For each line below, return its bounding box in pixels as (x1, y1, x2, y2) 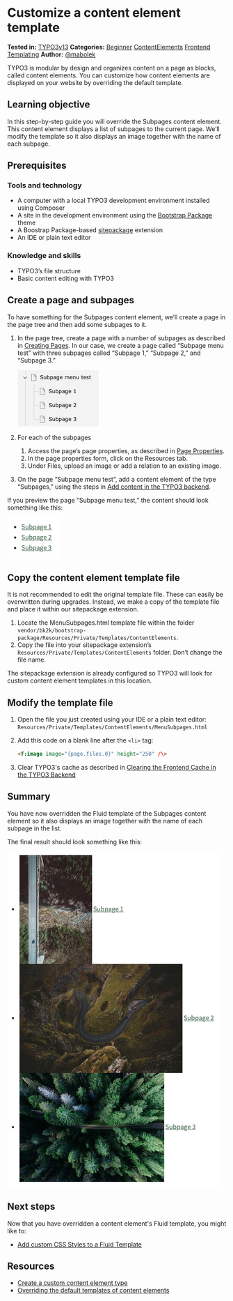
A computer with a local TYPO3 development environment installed (17, 197, 210, 205)
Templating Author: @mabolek (7, 50, 96, 59)
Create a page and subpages (7, 294, 134, 306)
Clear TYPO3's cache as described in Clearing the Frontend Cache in (17, 763, 217, 772)
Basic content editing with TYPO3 (17, 274, 115, 282)
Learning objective (7, 99, 90, 111)
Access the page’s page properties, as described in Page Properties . (27, 446, 225, 455)
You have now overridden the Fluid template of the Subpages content (7, 809, 207, 817)
